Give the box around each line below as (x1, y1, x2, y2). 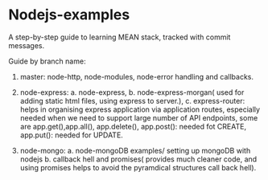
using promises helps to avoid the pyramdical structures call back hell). (19, 162, 257, 172)
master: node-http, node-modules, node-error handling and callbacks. (19, 72, 254, 81)
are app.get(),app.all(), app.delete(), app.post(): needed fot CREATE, (19, 121, 247, 131)
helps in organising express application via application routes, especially (19, 104, 260, 114)
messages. (8, 40, 45, 50)
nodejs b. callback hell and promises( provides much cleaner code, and (19, 154, 258, 164)
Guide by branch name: (8, 56, 86, 66)
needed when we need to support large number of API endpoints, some (19, 112, 258, 122)
